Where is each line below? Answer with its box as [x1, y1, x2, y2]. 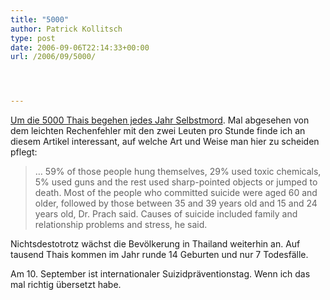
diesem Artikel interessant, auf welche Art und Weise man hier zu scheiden [10, 136, 320, 148]
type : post [10, 33, 56, 43]
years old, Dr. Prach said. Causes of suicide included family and [34, 208, 298, 220]
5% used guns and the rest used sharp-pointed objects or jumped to [34, 176, 318, 188]
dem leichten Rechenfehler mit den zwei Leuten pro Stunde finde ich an [10, 125, 306, 137]
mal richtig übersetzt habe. [10, 279, 122, 291]
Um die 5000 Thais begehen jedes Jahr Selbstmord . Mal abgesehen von [10, 114, 310, 126]
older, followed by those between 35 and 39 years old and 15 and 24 [34, 197, 318, 210]
